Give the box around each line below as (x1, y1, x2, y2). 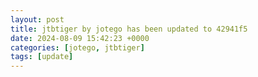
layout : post (10, 14, 65, 25)
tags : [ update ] (10, 52, 74, 62)
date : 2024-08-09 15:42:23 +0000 (10, 33, 150, 43)
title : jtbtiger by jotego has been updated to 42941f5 (10, 24, 248, 34)
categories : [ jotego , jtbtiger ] (10, 42, 145, 53)
